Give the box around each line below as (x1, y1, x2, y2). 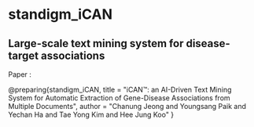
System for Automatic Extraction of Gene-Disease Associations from (8, 93, 230, 103)
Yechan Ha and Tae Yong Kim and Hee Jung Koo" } (8, 110, 175, 119)
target (8, 49, 39, 62)
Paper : (8, 70, 31, 79)
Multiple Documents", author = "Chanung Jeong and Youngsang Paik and (8, 102, 246, 111)
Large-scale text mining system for (8, 37, 184, 50)
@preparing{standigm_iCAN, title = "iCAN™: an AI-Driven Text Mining (8, 85, 232, 94)
